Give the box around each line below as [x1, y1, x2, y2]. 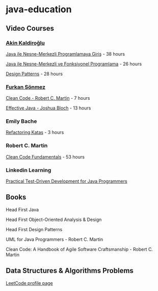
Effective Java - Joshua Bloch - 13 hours [6, 105, 91, 111]
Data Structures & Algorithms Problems [6, 266, 134, 275]
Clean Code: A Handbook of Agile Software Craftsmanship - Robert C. [6, 246, 153, 252]
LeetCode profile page [6, 280, 53, 286]
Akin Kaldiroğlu [6, 39, 45, 47]
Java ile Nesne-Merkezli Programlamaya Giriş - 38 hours [6, 51, 125, 57]
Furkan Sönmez [6, 83, 45, 91]
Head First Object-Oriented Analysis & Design [6, 216, 102, 222]
